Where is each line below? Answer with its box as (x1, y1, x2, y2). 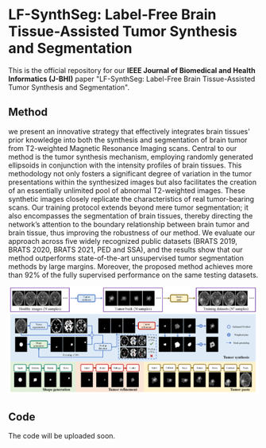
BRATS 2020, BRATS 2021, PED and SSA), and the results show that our (8, 245, 244, 254)
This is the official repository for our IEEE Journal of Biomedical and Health (8, 65, 256, 75)
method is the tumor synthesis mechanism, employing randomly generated (8, 152, 254, 161)
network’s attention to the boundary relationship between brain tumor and (8, 219, 250, 229)
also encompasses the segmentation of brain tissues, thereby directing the (8, 210, 253, 220)
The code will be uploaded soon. (8, 431, 116, 441)
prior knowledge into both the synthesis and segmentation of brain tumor (8, 135, 248, 145)
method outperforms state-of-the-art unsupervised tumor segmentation (8, 253, 245, 263)
